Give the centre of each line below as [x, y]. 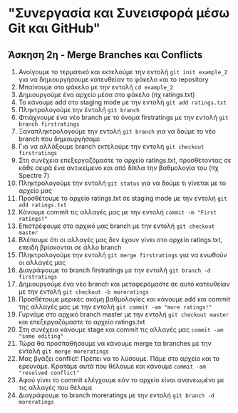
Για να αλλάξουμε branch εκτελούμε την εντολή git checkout [111, 146]
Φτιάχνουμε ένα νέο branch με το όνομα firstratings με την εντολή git [123, 117]
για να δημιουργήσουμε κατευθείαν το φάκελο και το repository [113, 79]
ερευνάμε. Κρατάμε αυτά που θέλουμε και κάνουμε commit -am [112, 366]
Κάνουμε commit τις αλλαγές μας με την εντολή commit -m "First [117, 212]
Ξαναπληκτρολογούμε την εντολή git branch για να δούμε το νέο [117, 131]
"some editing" [41, 337]
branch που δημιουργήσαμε [59, 139]
